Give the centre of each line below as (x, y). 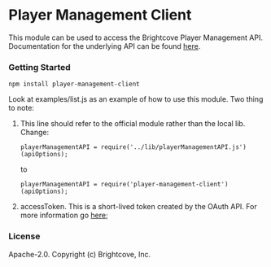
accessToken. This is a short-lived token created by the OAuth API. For (139, 207)
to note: (22, 108)
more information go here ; (64, 215)
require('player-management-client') (164, 185)
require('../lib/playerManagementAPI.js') (173, 147)
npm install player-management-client (74, 84)
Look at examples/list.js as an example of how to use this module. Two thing (136, 99)
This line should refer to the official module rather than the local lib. (133, 124)
